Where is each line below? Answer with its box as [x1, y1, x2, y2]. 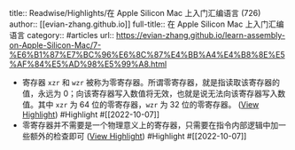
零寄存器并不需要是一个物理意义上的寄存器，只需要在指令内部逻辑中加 [21, 120, 279, 130]
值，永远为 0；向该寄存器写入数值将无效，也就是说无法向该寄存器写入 [21, 88, 278, 99]
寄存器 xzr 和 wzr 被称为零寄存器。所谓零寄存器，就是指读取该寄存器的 [21, 77, 281, 87]
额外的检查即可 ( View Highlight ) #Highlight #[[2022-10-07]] [29, 131, 247, 141]
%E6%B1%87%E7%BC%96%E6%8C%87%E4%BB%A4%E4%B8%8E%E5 [9, 50, 285, 59]
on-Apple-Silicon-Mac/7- [9, 40, 102, 51]
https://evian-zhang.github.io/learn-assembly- [116, 30, 286, 40]
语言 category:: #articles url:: [9, 30, 115, 40]
